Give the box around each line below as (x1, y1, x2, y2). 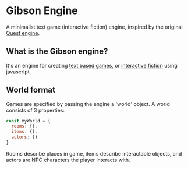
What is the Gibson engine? (6, 47, 108, 57)
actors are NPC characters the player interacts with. (6, 156, 130, 163)
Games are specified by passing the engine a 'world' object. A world (6, 100, 171, 107)
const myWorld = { (6, 118, 51, 124)
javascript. (6, 68, 31, 75)
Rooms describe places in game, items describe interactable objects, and (6, 150, 182, 157)
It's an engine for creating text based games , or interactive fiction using (6, 62, 178, 69)
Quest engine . (6, 29, 40, 36)
